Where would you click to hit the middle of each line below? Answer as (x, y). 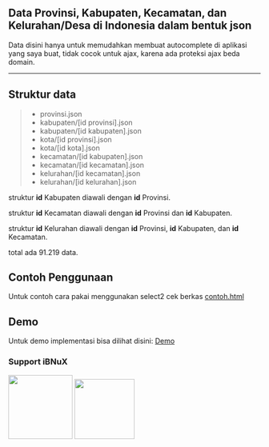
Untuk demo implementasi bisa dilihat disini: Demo (92, 341)
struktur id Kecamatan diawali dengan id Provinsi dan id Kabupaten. (120, 213)
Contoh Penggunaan (61, 278)
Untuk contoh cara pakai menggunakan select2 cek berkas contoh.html (126, 297)
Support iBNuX (38, 361)
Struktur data (42, 95)
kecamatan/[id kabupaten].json (91, 156)
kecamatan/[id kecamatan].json (92, 165)
